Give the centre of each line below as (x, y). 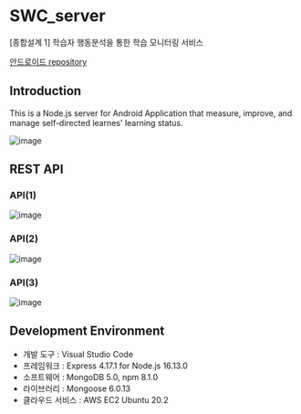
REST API (36, 170)
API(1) (23, 196)
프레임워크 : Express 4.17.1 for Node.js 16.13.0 (105, 366)
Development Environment (87, 331)
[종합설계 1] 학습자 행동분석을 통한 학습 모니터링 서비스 (106, 42)
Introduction (46, 91)
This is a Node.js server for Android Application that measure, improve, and (151, 113)
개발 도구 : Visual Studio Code (78, 354)
